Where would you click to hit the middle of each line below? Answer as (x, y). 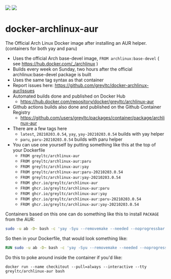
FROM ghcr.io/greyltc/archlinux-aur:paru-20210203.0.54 (81, 199)
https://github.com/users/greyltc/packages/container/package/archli (92, 117)
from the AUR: (20, 219)
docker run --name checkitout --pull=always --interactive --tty (76, 267)
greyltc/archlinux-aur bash (35, 271)
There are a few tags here (40, 128)
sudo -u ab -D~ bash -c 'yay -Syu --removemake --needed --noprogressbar (85, 229)
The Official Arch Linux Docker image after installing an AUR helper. (76, 43)
